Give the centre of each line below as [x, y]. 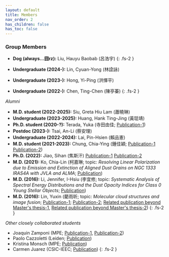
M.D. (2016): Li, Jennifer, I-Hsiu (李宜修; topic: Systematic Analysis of [86, 179]
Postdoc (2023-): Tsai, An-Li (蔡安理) [52, 131]
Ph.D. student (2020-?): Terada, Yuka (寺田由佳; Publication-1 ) [79, 125]
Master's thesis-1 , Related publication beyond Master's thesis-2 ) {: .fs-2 [88, 208]
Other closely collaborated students [43, 223]
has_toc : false [21, 29]
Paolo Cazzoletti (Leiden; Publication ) [52, 239]
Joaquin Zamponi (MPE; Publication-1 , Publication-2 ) [68, 233]
